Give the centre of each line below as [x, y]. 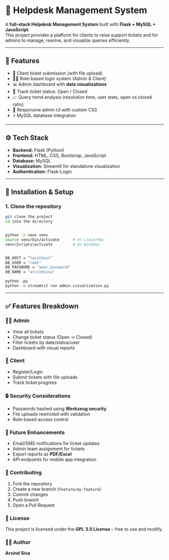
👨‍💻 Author [18, 542]
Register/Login [28, 372]
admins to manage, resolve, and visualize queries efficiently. [68, 40]
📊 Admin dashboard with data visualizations [60, 84]
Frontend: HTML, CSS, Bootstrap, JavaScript [59, 155]
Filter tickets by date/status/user [46, 342]
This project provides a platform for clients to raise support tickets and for [82, 35]
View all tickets [28, 331]
